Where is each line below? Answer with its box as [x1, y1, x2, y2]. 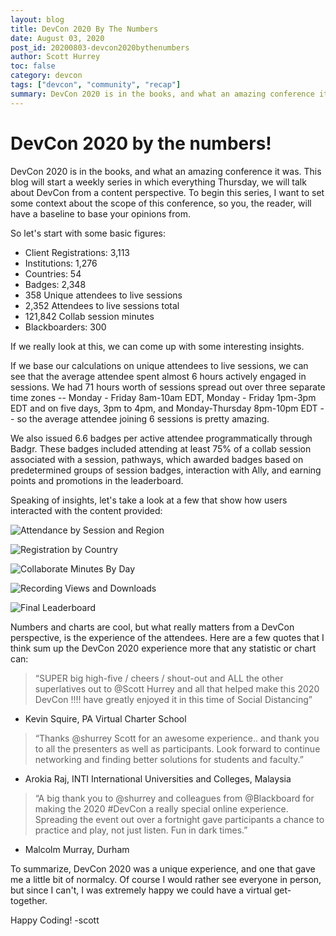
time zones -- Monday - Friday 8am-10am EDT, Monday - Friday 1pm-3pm [10, 391, 317, 403]
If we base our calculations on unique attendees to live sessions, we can [10, 359, 309, 371]
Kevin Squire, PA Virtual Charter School [24, 712, 187, 725]
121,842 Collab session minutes [24, 310, 155, 322]
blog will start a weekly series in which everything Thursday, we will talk [10, 176, 307, 188]
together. [10, 894, 48, 906]
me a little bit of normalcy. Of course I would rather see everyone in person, [10, 873, 322, 885]
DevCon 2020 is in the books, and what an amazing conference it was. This [10, 165, 322, 177]
